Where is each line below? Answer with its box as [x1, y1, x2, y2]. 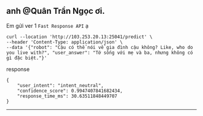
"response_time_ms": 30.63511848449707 [17, 93, 118, 99]
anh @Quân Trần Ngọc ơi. [6, 6, 105, 16]
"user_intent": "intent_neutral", [17, 82, 104, 88]
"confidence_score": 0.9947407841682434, [17, 88, 123, 94]
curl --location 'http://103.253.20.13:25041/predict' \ [6, 34, 153, 40]
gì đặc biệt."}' [6, 55, 47, 61]
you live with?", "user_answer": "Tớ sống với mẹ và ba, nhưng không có [6, 50, 193, 56]
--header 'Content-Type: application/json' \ [6, 39, 123, 45]
